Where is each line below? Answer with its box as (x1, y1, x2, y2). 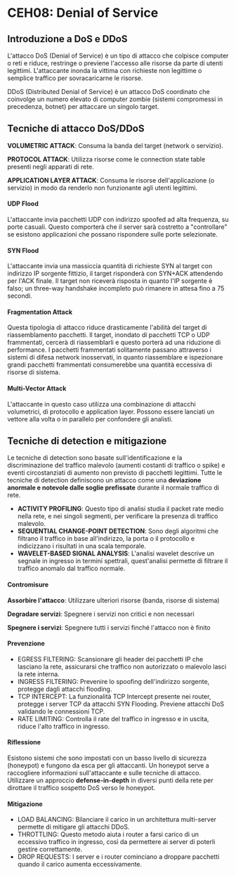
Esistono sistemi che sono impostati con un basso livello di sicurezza (7, 754, 207, 763)
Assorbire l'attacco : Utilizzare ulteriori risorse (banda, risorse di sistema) (7, 596, 220, 605)
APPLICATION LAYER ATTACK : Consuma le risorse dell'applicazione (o (7, 176, 215, 184)
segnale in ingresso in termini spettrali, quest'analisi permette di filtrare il (17, 557, 228, 565)
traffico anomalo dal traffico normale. (17, 564, 126, 573)
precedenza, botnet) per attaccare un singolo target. (7, 103, 159, 110)
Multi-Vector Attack (7, 384, 67, 393)
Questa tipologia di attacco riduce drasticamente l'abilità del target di (7, 323, 207, 331)
